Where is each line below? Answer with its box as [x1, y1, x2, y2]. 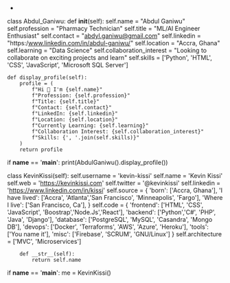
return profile [19, 146, 63, 153]
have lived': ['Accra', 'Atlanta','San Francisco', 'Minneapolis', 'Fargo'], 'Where [7, 194, 223, 201]
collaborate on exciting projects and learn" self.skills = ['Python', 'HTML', [7, 54, 213, 62]
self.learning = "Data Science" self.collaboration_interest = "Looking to [7, 46, 207, 54]
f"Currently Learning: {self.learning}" [32, 122, 149, 129]
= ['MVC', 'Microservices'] [7, 238, 82, 245]
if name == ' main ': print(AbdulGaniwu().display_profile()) [7, 159, 168, 166]
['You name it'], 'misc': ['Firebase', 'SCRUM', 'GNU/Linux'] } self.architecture [7, 230, 222, 238]
